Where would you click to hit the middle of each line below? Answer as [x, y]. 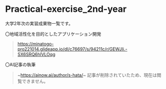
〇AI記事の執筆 [20, 64]
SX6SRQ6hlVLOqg [36, 54]
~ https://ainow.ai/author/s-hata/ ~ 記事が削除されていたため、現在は [87, 75]
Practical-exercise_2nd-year [66, 9]
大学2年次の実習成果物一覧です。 [39, 23]
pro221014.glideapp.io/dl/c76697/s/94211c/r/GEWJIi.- [72, 49]
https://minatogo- [35, 44]
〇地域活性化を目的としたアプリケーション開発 [53, 34]
